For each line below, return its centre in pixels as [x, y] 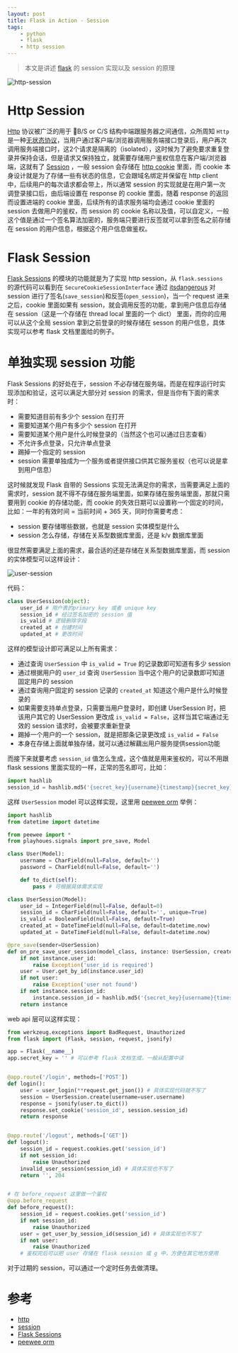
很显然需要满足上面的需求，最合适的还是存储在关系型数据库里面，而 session [119, 550]
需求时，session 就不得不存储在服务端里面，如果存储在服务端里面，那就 [113, 493]
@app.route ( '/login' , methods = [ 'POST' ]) [68, 1077]
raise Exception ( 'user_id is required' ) [93, 965]
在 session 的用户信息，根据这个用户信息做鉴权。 [79, 228]
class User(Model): [36, 854]
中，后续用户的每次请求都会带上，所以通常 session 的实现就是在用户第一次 [117, 184]
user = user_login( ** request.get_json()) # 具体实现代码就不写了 [113, 1090]
